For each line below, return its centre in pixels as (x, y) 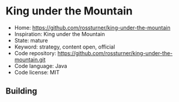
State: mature (31, 40)
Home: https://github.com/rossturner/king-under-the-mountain (92, 28)
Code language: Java (41, 66)
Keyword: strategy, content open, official (65, 47)
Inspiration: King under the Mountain (59, 34)
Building (21, 91)
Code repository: (35, 53)
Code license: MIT (37, 72)
